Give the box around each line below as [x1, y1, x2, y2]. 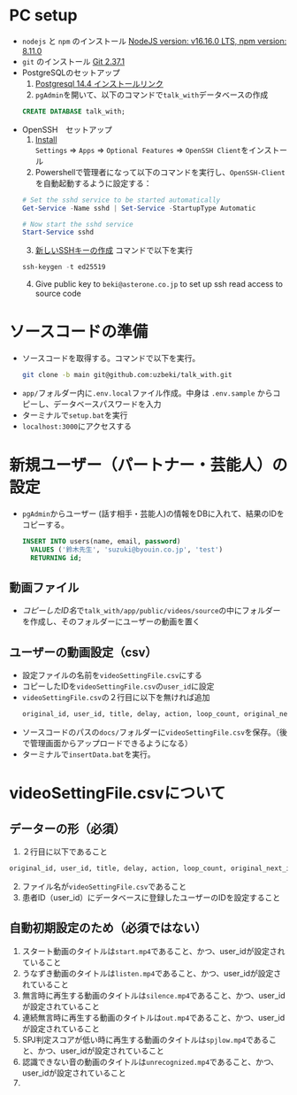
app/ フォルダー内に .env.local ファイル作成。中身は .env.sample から [21, 388, 273, 398]
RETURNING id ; [30, 553, 82, 562]
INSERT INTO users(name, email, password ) [21, 536, 181, 545]
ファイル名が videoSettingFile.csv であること [21, 881, 187, 891]
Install [34, 134, 57, 144]
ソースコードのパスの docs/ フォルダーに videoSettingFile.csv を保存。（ [21, 727, 280, 737]
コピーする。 [21, 519, 69, 529]
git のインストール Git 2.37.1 [21, 56, 126, 66]
